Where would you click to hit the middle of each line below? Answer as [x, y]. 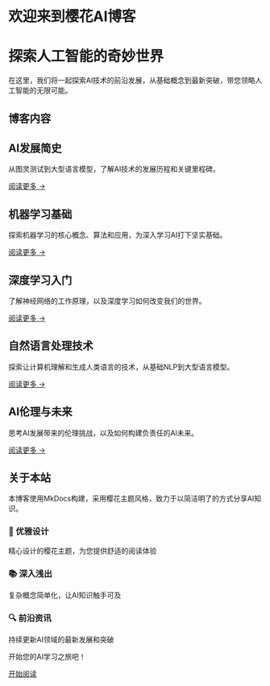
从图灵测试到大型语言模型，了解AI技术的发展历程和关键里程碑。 [114, 169]
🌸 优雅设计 [29, 531]
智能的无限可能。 [44, 90]
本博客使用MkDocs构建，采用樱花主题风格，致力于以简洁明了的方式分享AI [131, 499]
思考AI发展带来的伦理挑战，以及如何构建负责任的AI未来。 [104, 433]
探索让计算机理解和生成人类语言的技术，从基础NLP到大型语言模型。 [121, 367]
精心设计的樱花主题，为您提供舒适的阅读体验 [83, 551]
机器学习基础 [40, 214]
